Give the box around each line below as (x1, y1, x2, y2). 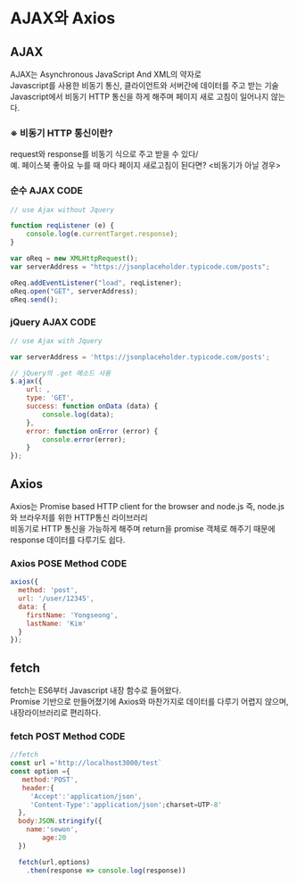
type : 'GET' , (26, 393, 75, 402)
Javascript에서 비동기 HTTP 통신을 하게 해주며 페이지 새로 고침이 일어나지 (10, 91, 269, 102)
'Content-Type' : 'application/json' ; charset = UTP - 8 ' (29, 800, 222, 809)
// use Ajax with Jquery (10, 336, 103, 345)
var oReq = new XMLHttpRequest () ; (10, 254, 139, 263)
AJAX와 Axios (10, 8, 116, 29)
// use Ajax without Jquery (10, 205, 115, 214)
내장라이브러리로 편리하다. (10, 707, 102, 718)
